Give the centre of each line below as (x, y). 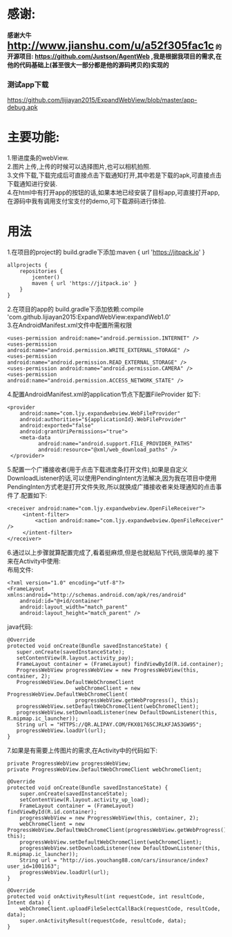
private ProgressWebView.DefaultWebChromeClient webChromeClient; (105, 769)
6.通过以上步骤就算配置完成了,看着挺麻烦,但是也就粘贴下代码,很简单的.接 (110, 552)
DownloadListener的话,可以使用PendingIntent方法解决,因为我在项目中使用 (112, 478)
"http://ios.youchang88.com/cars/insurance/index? (134, 860)
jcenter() (46, 277)
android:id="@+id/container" (61, 601)
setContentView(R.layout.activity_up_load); (85, 799)
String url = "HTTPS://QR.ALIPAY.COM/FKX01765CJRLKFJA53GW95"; (109, 724)
